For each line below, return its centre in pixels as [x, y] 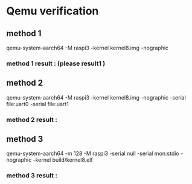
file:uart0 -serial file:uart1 [38, 104]
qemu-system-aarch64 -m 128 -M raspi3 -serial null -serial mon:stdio [93, 154]
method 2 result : [32, 119]
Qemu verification [53, 11]
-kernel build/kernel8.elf [63, 160]
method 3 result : [32, 176]
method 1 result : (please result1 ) [56, 63]
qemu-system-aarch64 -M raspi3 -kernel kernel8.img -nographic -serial [96, 97]
